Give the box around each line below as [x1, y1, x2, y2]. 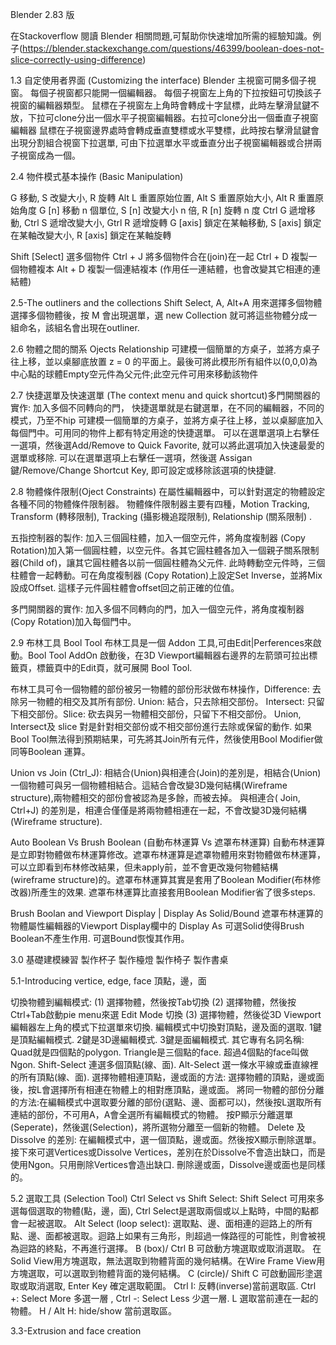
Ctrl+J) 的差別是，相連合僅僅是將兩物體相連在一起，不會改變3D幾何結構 [10, 804, 308, 816]
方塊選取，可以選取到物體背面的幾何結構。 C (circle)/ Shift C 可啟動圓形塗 [10, 1268, 314, 1279]
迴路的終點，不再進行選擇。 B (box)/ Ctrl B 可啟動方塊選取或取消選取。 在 [18, 1243, 322, 1254]
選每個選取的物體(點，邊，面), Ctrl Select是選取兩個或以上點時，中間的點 [10, 1205, 311, 1217]
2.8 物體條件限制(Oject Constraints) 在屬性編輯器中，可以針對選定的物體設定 [10, 486, 326, 497]
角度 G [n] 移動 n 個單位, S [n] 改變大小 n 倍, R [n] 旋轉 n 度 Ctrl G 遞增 [18, 204, 307, 216]
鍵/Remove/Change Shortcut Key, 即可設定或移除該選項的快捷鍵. [10, 464, 277, 476]
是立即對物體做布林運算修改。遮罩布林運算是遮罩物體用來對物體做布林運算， [10, 849, 326, 860]
